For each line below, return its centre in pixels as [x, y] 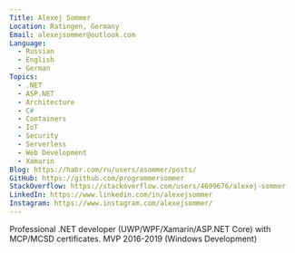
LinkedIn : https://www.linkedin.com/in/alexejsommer [111, 195]
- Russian [36, 52]
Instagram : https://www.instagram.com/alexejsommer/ [111, 204]
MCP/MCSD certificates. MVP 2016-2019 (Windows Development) [133, 238]
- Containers [42, 119]
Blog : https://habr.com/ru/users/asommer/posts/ [103, 170]
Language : [28, 43]
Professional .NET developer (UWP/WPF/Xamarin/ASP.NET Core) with [140, 229]
